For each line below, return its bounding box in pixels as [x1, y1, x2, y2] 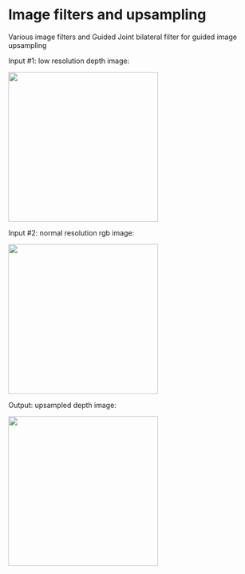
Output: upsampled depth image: [8, 400, 117, 410]
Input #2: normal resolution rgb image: [8, 228, 135, 237]
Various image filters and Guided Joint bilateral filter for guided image [8, 32, 238, 42]
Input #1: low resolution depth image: [8, 56, 130, 65]
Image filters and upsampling [8, 6, 207, 24]
